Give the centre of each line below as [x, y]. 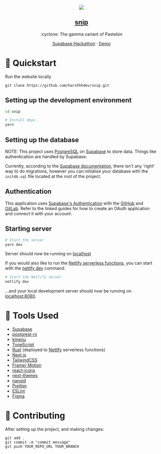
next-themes [25, 375]
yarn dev [14, 244]
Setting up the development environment [68, 100]
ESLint [18, 391]
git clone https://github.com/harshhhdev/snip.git [57, 85]
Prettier [19, 386]
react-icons [24, 371]
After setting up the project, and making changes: [55, 429]
